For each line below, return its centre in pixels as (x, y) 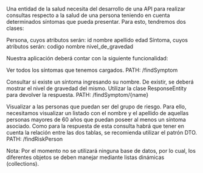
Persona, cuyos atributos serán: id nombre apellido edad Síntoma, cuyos (97, 40)
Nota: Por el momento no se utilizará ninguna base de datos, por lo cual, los (101, 151)
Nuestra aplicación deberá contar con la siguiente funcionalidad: (87, 58)
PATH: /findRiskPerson (35, 139)
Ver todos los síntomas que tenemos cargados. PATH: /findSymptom (92, 70)
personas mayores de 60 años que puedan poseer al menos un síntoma (96, 119)
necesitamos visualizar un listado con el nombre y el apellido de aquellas (98, 113)
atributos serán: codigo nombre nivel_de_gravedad (70, 46)
